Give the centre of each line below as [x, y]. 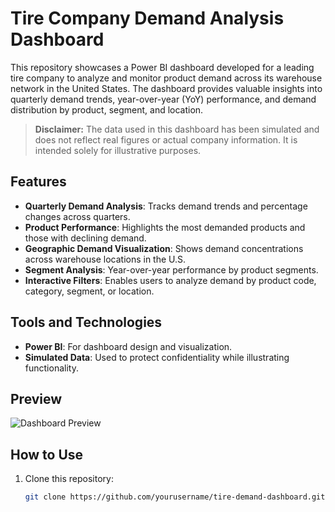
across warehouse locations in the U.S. [105, 259]
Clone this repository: [69, 479]
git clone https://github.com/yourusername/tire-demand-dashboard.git [175, 497]
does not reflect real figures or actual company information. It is [166, 139]
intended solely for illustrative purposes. [118, 150]
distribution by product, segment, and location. [107, 109]
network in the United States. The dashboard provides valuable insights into [166, 88]
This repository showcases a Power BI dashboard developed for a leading [162, 67]
